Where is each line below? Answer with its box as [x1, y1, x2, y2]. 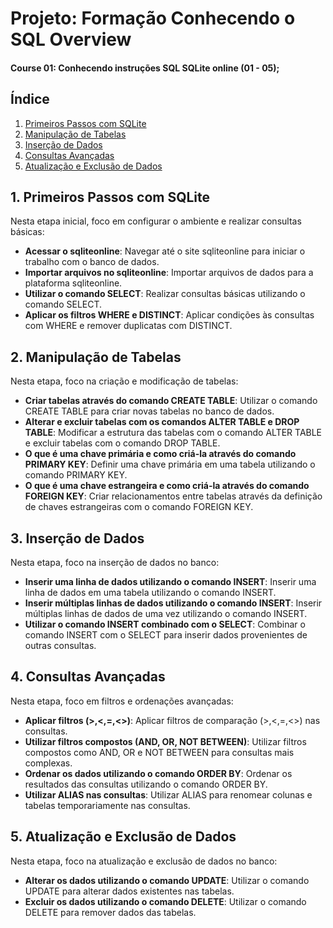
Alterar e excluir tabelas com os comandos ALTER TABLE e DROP [24, 416, 300, 428]
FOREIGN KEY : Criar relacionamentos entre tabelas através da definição [24, 490, 323, 502]
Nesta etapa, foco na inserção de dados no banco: [10, 557, 220, 569]
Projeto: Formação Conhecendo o [10, 7, 296, 30]
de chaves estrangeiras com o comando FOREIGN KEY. [24, 501, 254, 513]
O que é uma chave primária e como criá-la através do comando [24, 448, 297, 460]
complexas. [24, 757, 73, 769]
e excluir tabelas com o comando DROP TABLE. [24, 437, 221, 449]
